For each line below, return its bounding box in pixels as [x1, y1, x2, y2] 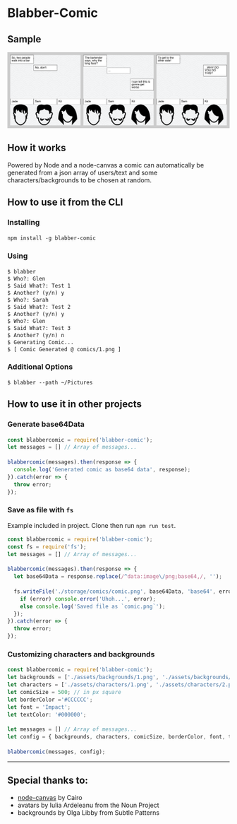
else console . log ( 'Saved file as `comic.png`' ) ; [20, 603, 166, 610]
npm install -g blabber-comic [7, 235, 97, 242]
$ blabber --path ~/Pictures [7, 379, 93, 386]
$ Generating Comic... [7, 339, 74, 346]
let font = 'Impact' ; [7, 703, 71, 711]
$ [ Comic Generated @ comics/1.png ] [7, 346, 121, 353]
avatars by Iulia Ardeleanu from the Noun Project [17, 801, 160, 809]
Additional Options [7, 362, 73, 372]
